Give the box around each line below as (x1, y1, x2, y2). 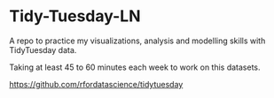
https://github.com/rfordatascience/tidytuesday (9, 79, 184, 89)
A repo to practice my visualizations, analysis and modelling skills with (9, 35, 266, 46)
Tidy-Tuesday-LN (9, 6, 141, 26)
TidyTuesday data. (9, 44, 77, 55)
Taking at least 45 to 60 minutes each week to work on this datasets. (9, 62, 261, 72)
